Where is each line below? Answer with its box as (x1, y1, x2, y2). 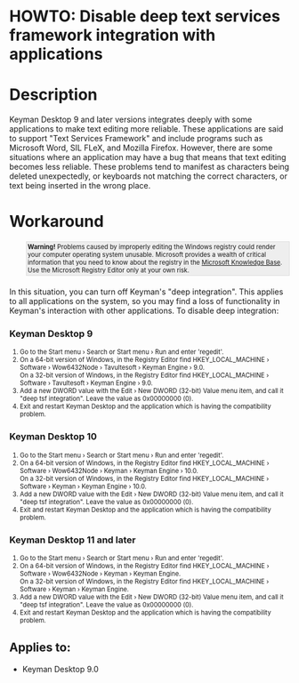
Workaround (9, 212, 104, 232)
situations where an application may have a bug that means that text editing (9, 152, 287, 163)
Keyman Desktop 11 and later (9, 534, 136, 546)
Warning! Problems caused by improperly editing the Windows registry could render (28, 243, 276, 252)
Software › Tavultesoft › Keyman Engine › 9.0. (20, 379, 153, 388)
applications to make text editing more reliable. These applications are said (9, 124, 284, 134)
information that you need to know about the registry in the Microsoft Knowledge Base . (28, 258, 283, 268)
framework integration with (9, 25, 216, 45)
